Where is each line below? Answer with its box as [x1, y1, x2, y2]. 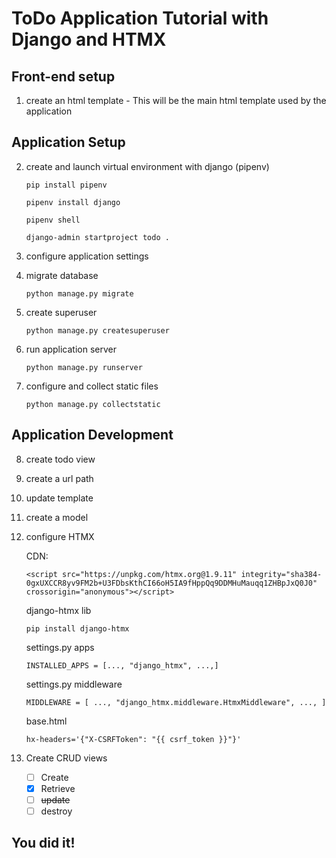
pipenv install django [25, 197, 121, 207]
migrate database [25, 269, 99, 281]
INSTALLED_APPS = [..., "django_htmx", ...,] [25, 660, 219, 671]
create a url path [25, 472, 94, 484]
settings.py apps [25, 641, 95, 653]
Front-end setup [11, 68, 116, 85]
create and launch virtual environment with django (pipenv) [25, 160, 270, 172]
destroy [40, 805, 73, 817]
